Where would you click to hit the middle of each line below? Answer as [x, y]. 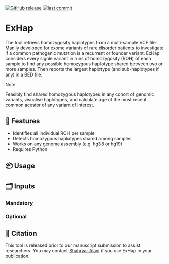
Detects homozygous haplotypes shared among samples [72, 138]
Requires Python [30, 149]
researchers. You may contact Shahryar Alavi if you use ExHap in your [79, 251]
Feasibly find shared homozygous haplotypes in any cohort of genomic [80, 94]
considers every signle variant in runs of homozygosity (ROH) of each [78, 58]
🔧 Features [23, 121]
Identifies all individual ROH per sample [54, 133]
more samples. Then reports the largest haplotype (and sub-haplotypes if [82, 69]
